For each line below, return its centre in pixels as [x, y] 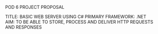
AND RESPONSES [24, 27]
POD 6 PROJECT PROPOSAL [35, 7]
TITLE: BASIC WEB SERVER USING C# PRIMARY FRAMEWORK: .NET [76, 17]
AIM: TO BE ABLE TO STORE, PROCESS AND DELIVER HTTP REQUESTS [79, 22]
